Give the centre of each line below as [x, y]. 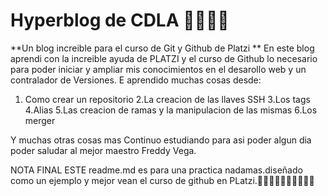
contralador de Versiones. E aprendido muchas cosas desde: [136, 80]
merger [40, 120]
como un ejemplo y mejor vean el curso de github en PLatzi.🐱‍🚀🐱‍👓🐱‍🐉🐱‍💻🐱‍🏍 [162, 180]
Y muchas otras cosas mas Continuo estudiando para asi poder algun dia [161, 140]
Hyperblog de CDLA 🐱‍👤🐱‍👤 [120, 20]
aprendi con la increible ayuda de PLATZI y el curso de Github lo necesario [164, 58]
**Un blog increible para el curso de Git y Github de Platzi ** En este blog [162, 48]
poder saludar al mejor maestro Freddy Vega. [103, 150]
